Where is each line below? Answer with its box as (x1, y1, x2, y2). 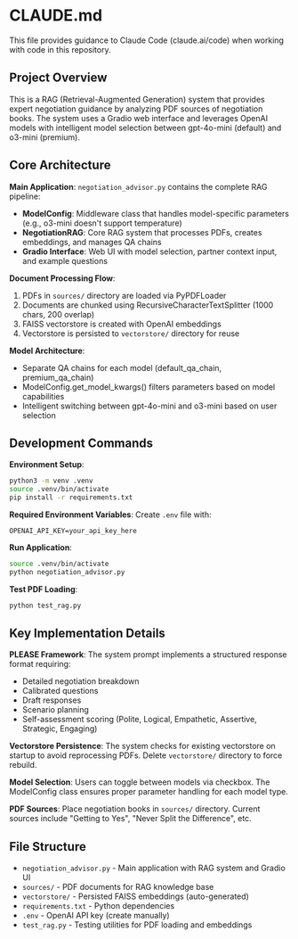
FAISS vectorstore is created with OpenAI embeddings (21, 318, 222, 329)
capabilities (21, 391, 65, 401)
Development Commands (9, 435, 154, 450)
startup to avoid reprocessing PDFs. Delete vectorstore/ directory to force (9, 750, 283, 761)
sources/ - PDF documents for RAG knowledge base (21, 882, 214, 893)
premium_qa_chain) (21, 372, 94, 383)
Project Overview (9, 70, 108, 86)
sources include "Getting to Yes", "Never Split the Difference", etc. (9, 813, 252, 824)
